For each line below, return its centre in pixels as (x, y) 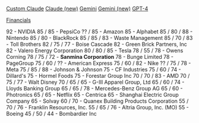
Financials (19, 20)
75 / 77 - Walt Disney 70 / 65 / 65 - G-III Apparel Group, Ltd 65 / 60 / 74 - (95, 82)
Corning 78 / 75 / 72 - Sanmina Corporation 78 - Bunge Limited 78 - (90, 57)
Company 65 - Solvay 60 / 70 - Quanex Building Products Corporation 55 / (97, 101)
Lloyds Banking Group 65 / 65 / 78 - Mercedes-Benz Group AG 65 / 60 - (94, 88)
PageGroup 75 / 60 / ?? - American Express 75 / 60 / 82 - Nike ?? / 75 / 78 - (99, 63)
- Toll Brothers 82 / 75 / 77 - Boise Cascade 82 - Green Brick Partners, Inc (97, 44)
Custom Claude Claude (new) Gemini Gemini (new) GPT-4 (77, 9)
